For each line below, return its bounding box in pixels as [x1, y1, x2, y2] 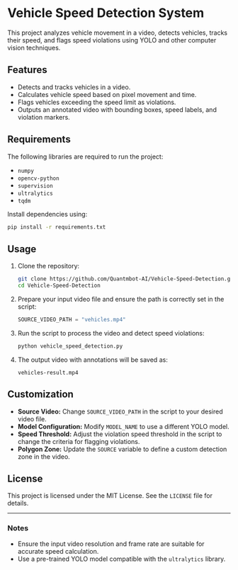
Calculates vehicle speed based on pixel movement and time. [17, 90, 197, 98]
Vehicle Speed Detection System [7, 5, 205, 21]
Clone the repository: [17, 262, 80, 270]
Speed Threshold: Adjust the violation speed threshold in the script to [17, 430, 222, 438]
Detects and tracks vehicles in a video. [17, 83, 131, 91]
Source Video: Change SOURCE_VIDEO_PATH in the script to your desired [17, 407, 223, 416]
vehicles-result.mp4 [17, 369, 79, 376]
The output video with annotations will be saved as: [17, 355, 168, 364]
